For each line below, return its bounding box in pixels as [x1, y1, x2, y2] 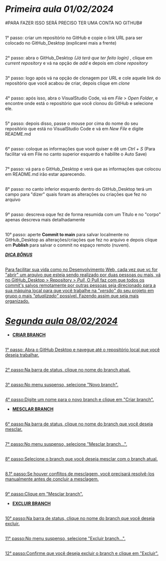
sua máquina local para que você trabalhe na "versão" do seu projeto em [5, 287, 154, 293]
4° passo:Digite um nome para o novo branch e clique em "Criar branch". [5, 396, 154, 402]
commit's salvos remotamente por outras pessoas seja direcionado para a [5, 282, 156, 288]
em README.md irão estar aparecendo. [5, 171, 86, 177]
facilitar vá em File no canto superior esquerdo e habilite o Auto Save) [5, 151, 147, 157]
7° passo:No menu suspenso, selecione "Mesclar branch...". [5, 441, 127, 447]
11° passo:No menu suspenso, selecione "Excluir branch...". [5, 535, 126, 541]
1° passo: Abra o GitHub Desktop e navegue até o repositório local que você [5, 347, 160, 353]
